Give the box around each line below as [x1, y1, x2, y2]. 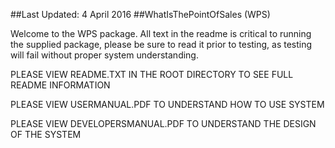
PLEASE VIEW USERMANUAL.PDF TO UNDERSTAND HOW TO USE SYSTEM [10, 99, 325, 110]
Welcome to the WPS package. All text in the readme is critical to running [10, 28, 312, 39]
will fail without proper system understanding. [10, 49, 199, 61]
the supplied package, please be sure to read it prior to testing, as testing [10, 39, 313, 50]
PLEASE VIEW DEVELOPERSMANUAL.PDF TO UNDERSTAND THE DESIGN [10, 118, 317, 129]
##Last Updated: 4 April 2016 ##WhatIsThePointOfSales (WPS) [10, 9, 271, 20]
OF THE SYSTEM [10, 129, 82, 140]
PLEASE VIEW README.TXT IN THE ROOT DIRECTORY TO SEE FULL [10, 69, 294, 80]
